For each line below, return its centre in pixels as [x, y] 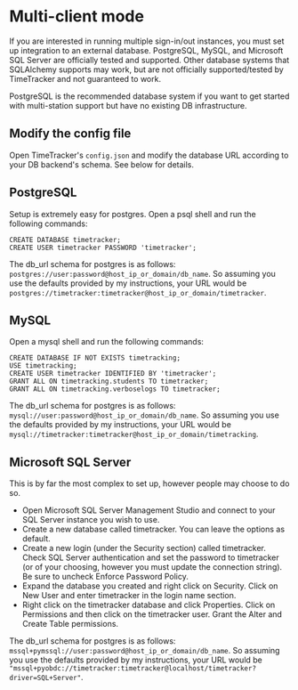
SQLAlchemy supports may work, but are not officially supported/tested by [147, 69]
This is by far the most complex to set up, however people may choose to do [149, 483]
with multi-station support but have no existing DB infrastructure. [128, 105]
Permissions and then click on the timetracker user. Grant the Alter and [152, 614]
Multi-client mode [77, 16]
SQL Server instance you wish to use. [91, 520]
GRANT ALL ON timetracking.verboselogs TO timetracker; [115, 389]
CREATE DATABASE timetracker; [65, 239]
